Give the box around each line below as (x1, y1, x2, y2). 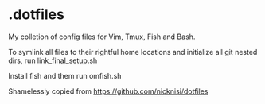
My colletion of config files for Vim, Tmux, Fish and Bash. (8, 32, 196, 41)
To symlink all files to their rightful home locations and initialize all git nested (8, 47, 258, 56)
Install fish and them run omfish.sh (8, 71, 122, 80)
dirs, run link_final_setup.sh (8, 56, 98, 65)
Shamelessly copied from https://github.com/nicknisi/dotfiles (8, 86, 208, 96)
